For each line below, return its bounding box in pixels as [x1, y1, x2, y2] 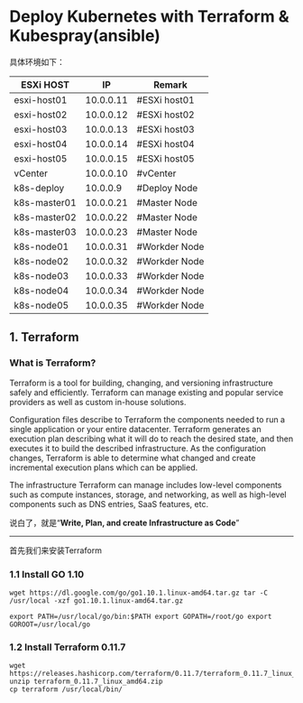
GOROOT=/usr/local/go [9, 620, 91, 629]
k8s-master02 [14, 210, 77, 223]
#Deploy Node [136, 181, 198, 194]
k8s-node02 [14, 254, 69, 267]
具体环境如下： [9, 56, 65, 67]
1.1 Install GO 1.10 [9, 568, 85, 580]
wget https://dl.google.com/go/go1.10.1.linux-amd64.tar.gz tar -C [9, 588, 269, 597]
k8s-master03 [14, 226, 77, 238]
